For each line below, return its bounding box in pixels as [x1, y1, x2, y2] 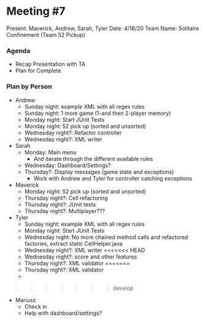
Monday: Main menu [24, 149, 77, 156]
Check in [24, 303, 47, 310]
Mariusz [15, 296, 36, 303]
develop [113, 284, 134, 292]
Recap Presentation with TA [15, 60, 86, 68]
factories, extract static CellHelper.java [24, 239, 123, 247]
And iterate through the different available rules [33, 155, 153, 162]
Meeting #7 [6, 4, 66, 18]
